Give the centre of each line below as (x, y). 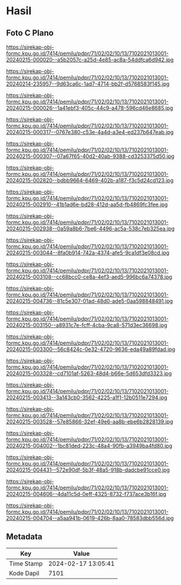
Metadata (24, 537)
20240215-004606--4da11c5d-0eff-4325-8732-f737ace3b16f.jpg (86, 494)
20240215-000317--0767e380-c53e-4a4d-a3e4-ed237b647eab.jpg (90, 132)
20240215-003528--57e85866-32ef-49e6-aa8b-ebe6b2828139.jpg (90, 422)
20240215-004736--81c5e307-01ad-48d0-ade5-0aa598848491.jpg (90, 301)
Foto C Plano (30, 33)
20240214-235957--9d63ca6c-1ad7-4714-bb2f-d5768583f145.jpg (88, 84)
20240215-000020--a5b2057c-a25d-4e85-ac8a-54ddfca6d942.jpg (90, 60)
